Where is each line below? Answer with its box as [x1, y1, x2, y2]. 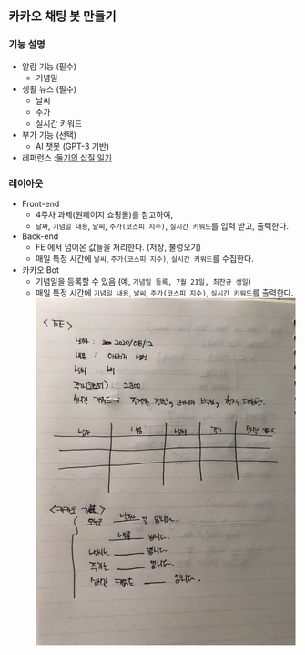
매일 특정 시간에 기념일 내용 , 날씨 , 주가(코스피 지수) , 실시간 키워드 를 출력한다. [35, 286, 294, 298]
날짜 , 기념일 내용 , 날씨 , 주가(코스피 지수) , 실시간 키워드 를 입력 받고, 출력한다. [35, 220, 289, 231]
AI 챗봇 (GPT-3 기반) [35, 140, 110, 151]
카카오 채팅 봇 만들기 [8, 8, 117, 25]
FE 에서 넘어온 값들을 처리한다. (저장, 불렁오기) [35, 241, 202, 253]
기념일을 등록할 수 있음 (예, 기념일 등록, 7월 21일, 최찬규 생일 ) [35, 276, 252, 286]
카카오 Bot [21, 264, 60, 276]
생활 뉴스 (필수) [21, 83, 77, 94]
